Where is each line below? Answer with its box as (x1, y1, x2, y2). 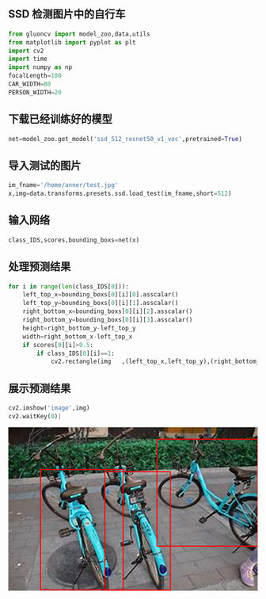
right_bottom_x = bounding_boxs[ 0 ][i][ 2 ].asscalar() (22, 307, 193, 315)
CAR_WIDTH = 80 (8, 80, 51, 89)
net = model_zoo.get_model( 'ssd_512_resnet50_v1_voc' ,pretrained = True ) (8, 135, 243, 143)
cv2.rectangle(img (50, 357, 112, 366)
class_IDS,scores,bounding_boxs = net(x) (8, 236, 140, 244)
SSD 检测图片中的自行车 (8, 7, 126, 21)
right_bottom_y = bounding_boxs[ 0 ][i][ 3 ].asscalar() (22, 316, 193, 324)
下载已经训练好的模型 (8, 113, 112, 126)
